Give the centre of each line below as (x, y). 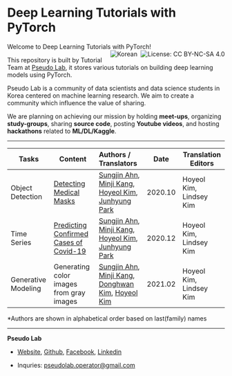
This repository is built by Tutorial (55, 60)
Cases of (68, 242)
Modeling (26, 288)
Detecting (69, 183)
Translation (202, 154)
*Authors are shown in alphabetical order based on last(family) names (107, 318)
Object (21, 188)
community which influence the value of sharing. (77, 102)
